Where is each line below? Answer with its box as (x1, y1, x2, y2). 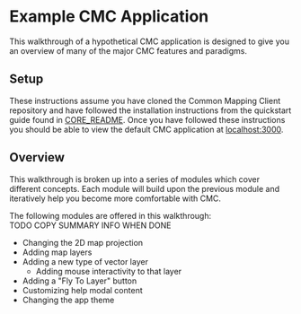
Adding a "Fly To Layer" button (22, 275, 137, 286)
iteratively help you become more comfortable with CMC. (9, 193, 222, 204)
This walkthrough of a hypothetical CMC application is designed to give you (9, 36, 290, 47)
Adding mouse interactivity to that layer (35, 266, 182, 276)
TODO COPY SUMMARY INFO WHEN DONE (9, 220, 172, 231)
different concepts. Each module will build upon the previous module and (9, 183, 280, 194)
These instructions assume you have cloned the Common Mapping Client (9, 95, 281, 106)
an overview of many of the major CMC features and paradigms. (9, 45, 248, 56)
